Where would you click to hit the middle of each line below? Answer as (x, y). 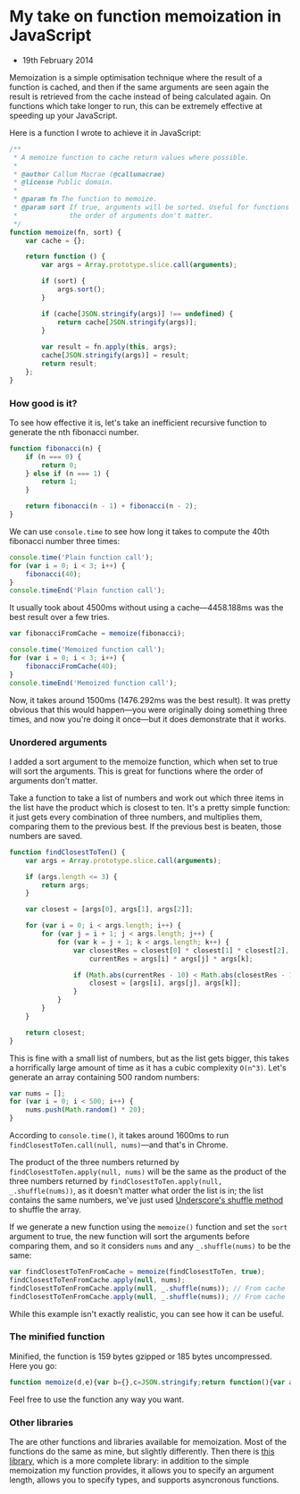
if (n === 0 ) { (54, 457)
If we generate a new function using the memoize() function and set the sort (149, 1227)
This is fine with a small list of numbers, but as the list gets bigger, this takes (150, 1058)
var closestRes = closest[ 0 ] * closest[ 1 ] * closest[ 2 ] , (181, 950)
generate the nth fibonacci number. (74, 432)
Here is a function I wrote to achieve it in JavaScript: (105, 132)
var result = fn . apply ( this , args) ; (109, 347)
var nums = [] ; (37, 1093)
